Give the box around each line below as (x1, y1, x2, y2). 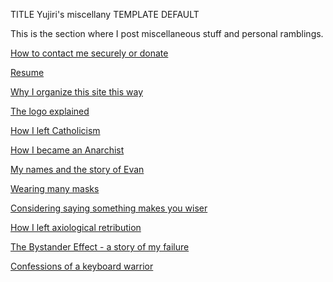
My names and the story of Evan (10, 164, 145, 175)
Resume (10, 67, 45, 78)
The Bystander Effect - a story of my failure (10, 241, 190, 253)
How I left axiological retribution (10, 222, 142, 233)
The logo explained (10, 105, 90, 117)
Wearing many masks (10, 183, 100, 194)
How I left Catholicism (10, 125, 101, 136)
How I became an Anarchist (10, 144, 125, 156)
